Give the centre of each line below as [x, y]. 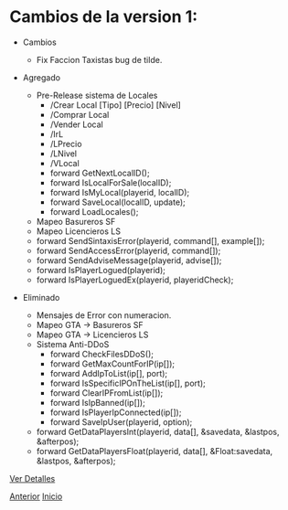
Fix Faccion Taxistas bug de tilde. [99, 59]
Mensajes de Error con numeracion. [104, 315]
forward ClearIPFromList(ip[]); [107, 393]
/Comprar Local [80, 114]
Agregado [42, 77]
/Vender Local [76, 124]
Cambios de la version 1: [104, 17]
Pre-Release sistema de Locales [97, 95]
